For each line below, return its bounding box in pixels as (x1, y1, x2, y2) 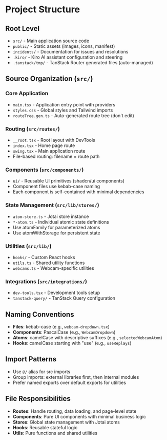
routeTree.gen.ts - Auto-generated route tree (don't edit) (12, 112, 135, 119)
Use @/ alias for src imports (12, 369, 71, 375)
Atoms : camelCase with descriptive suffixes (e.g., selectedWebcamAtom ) (12, 334, 162, 340)
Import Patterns (5, 355, 57, 363)
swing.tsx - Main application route (12, 148, 86, 154)
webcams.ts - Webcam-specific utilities (12, 265, 94, 271)
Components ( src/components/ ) (5, 166, 84, 173)
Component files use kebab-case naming (12, 184, 100, 190)
